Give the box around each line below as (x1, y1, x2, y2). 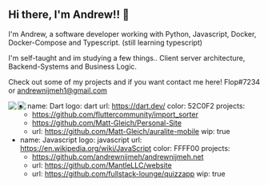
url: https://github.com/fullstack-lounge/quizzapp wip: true (31, 168, 226, 178)
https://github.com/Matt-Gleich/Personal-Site (31, 117, 182, 128)
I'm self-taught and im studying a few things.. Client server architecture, (8, 53, 246, 62)
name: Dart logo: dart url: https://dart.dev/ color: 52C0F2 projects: (27, 101, 246, 110)
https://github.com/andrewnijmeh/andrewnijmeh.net (31, 152, 204, 161)
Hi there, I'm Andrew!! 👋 (8, 8, 130, 22)
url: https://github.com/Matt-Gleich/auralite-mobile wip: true (31, 126, 230, 136)
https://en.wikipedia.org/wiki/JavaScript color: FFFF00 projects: (19, 143, 230, 152)
